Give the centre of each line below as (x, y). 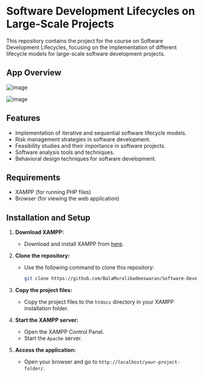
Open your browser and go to (61, 362)
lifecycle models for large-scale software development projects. (86, 53)
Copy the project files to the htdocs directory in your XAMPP (99, 302)
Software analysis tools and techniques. (65, 152)
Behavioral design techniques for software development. (85, 158)
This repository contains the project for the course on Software (85, 41)
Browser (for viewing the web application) (67, 199)
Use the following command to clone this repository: (89, 267)
